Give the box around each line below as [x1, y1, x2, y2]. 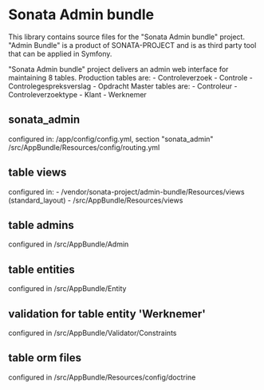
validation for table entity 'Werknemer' [8, 307, 206, 321]
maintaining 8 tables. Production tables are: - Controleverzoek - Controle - [8, 73, 254, 82]
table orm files [8, 351, 82, 364]
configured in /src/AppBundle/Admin [8, 239, 129, 249]
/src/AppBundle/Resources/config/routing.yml [8, 142, 160, 152]
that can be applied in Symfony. [8, 49, 112, 58]
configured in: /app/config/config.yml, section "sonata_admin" [8, 134, 214, 144]
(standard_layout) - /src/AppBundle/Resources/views [8, 195, 183, 205]
